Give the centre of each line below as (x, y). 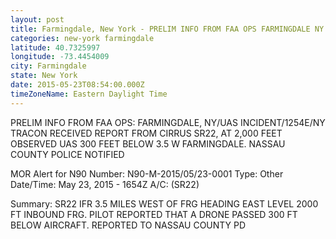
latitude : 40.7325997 (55, 47)
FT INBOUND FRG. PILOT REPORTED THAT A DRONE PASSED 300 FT (154, 214)
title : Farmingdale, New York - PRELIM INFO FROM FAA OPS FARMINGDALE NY (167, 29)
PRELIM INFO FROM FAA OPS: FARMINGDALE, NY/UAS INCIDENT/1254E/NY (168, 122)
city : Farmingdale (48, 66)
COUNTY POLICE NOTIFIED (67, 154)
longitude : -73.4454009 (60, 57)
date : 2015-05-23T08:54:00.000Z (77, 85)
